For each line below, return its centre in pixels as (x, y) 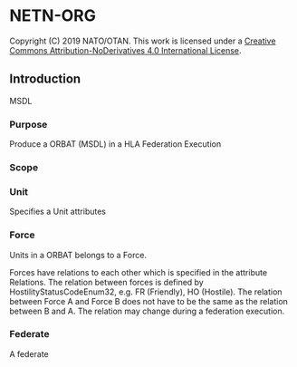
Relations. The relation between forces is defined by (106, 282)
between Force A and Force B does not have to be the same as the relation (148, 301)
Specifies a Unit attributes (58, 212)
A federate (29, 353)
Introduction (45, 79)
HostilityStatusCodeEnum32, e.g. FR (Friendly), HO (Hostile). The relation (146, 292)
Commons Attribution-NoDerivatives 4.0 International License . (125, 50)
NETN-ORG (53, 16)
